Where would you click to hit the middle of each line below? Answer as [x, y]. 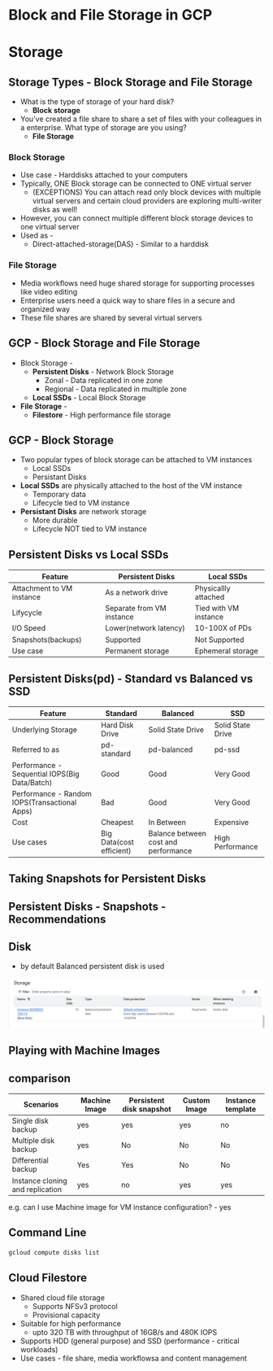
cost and [163, 842]
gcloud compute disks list [54, 1252]
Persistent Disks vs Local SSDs [89, 555]
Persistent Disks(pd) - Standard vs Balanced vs [131, 678]
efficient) [116, 851]
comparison [40, 1078]
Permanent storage [137, 651]
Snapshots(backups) [47, 640]
